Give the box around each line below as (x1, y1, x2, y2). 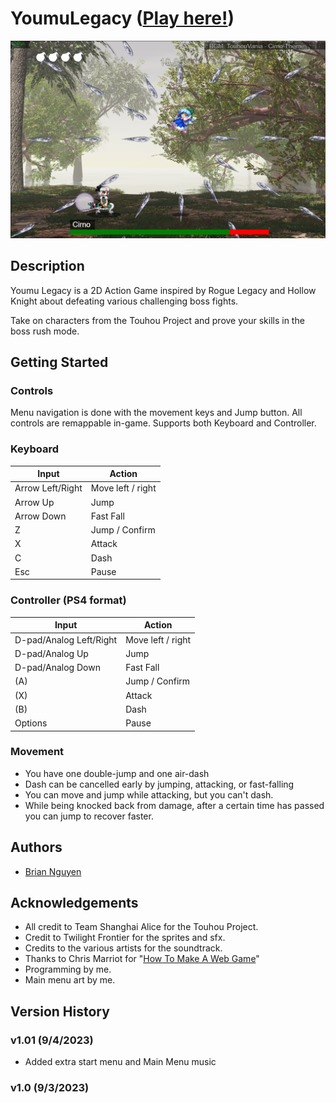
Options (14, 717, 48, 729)
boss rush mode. (10, 325, 80, 337)
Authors (10, 839, 63, 856)
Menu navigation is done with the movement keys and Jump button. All (10, 407, 303, 419)
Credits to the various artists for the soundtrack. (24, 942, 223, 954)
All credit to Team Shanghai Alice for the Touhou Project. (24, 921, 259, 933)
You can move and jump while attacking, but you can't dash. (24, 788, 274, 801)
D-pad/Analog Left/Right (14, 633, 118, 646)
